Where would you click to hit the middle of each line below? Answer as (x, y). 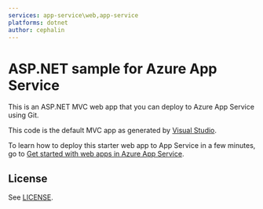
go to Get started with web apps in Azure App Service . (96, 154)
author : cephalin (37, 30)
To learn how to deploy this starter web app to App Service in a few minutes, (132, 146)
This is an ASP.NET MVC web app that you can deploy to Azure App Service (131, 107)
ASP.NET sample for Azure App (113, 68)
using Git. (24, 115)
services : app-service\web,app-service (73, 15)
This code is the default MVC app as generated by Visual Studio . (113, 131)
